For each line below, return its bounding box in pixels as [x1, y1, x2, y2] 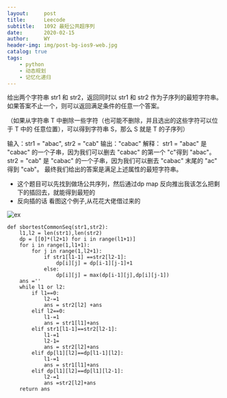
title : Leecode [7, 16, 66, 23]
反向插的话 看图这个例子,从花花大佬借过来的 [16, 197, 141, 206]
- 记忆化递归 [19, 73, 51, 81]
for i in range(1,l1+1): [19, 242, 90, 249]
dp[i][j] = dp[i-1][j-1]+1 [55, 260, 133, 267]
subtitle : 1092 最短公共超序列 [7, 23, 95, 29]
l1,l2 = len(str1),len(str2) [19, 230, 103, 237]
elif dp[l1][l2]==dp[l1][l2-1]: [31, 368, 124, 375]
